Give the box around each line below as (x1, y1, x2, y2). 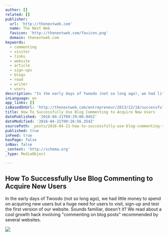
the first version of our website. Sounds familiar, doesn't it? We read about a (5, 206, 162, 212)
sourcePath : (5, 123, 30, 128)
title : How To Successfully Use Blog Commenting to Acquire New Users (5, 109, 155, 115)
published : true (5, 128, 39, 133)
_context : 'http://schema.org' (5, 147, 70, 152)
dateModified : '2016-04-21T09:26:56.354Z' (5, 118, 95, 124)
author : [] (5, 7, 28, 12)
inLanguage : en (5, 95, 37, 100)
